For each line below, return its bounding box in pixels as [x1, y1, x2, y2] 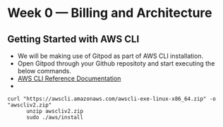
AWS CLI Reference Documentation [17, 74, 121, 83]
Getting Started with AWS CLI [7, 33, 140, 45]
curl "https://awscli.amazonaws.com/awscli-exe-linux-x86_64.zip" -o [7, 95, 217, 102]
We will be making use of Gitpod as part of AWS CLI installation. [17, 52, 203, 60]
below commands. [17, 67, 72, 75]
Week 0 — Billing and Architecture [7, 5, 212, 21]
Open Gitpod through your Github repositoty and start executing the [17, 59, 215, 68]
